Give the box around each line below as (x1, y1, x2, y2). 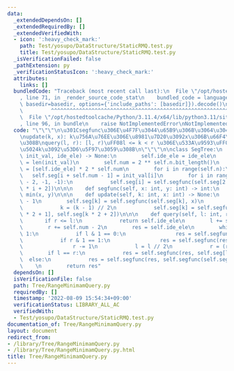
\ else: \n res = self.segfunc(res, (19, 256, 160, 263)
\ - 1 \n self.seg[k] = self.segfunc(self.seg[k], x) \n (19, 198, 204, 205)
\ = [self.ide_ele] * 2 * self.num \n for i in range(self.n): (19, 165, 226, 173)
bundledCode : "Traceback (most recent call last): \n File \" (13, 88, 198, 95)
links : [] (19, 81, 49, 88)
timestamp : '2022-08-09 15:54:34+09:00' (13, 295, 132, 302)
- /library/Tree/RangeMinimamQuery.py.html (7, 347, 136, 354)
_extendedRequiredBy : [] (13, 23, 86, 30)
